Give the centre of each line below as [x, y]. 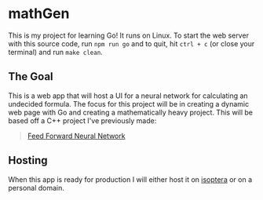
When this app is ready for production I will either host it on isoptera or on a [130, 179]
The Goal [31, 76]
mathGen [39, 14]
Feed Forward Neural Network [76, 136]
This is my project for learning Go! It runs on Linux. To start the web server [129, 35]
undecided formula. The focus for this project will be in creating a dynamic [129, 104]
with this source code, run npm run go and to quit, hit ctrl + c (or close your [131, 43]
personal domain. [37, 187]
